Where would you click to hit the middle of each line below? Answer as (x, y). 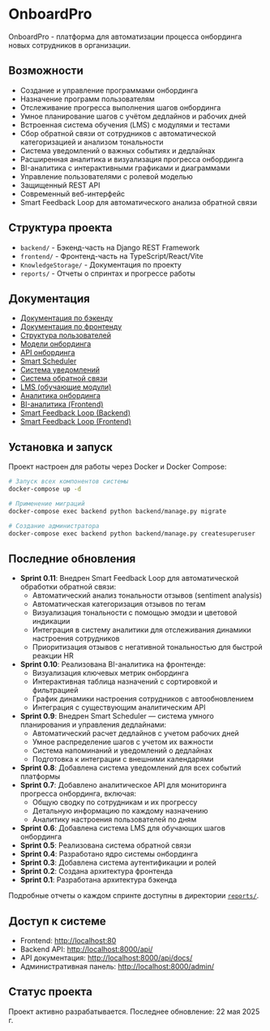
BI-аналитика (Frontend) (62, 404)
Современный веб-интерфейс (73, 193)
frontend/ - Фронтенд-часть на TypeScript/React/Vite (112, 256)
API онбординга (47, 353)
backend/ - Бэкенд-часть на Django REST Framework (110, 247)
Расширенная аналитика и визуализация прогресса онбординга (132, 159)
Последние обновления (72, 558)
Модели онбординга (56, 344)
